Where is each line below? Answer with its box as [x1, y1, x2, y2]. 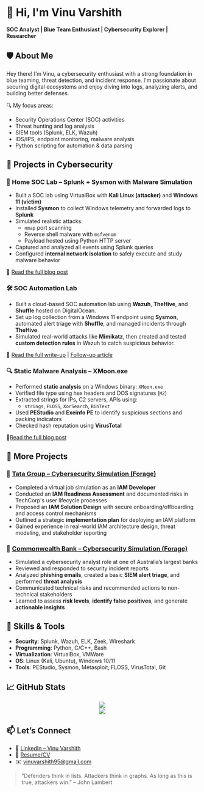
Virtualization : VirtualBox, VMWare [15, 650, 104, 658]
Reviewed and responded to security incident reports [15, 565, 149, 572]
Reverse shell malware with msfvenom [24, 230, 117, 238]
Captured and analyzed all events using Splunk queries [15, 244, 153, 251]
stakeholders [39, 591, 72, 598]
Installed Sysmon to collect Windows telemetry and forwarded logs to [15, 205, 191, 212]
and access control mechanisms [15, 510, 97, 517]
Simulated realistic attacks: [15, 218, 83, 225]
